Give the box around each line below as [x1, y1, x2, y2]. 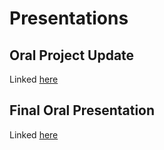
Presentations [9, 7, 129, 30]
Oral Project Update [9, 47, 135, 64]
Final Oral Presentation [9, 102, 156, 119]
